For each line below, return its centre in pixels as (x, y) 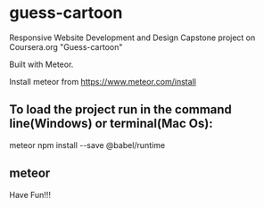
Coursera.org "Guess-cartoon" (66, 46)
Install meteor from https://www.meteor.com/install (103, 81)
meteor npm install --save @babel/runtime (87, 145)
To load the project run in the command (120, 110)
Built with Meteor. (41, 64)
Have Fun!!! (30, 195)
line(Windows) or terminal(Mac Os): (111, 124)
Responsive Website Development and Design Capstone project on (132, 37)
